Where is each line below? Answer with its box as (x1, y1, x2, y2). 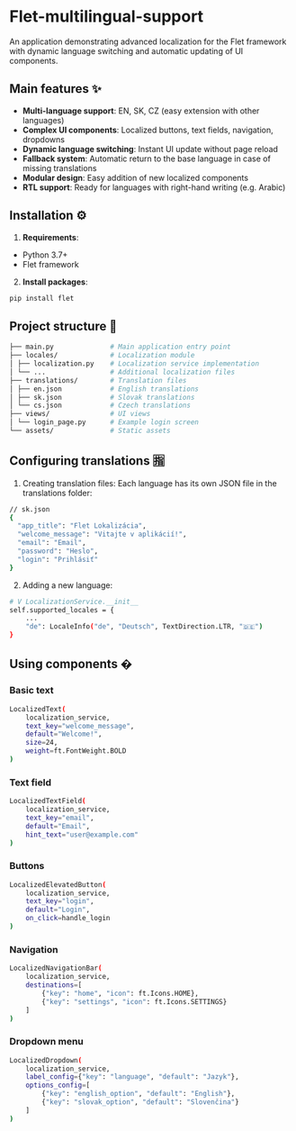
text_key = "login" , (25, 897, 94, 906)
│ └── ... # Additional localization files (9, 367, 236, 376)
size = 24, (25, 738, 58, 747)
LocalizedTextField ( (9, 797, 87, 806)
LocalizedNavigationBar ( (9, 964, 103, 973)
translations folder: (22, 487, 93, 498)
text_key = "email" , (25, 813, 94, 822)
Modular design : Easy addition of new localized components (22, 172, 249, 183)
